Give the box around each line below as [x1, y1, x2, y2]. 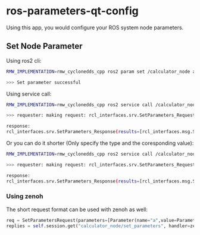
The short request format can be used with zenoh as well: [6, 206, 148, 213]
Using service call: [6, 90, 52, 97]
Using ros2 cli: [6, 57, 42, 64]
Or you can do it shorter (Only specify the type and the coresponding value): [6, 140, 194, 147]
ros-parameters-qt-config [6, 4, 139, 18]
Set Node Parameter [6, 41, 83, 51]
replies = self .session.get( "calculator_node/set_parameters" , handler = [6, 222, 190, 229]
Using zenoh [6, 192, 43, 200]
